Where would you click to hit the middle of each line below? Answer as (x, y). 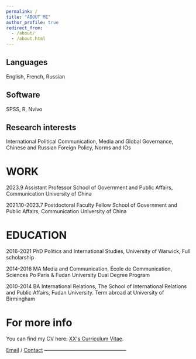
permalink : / (22, 11)
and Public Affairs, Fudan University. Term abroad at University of (85, 293)
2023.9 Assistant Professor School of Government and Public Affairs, (90, 187)
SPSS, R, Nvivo (24, 109)
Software (23, 95)
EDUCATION (37, 235)
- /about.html (28, 39)
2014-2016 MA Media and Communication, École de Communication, (89, 269)
